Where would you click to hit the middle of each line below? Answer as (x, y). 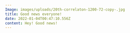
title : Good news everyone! (34, 14)
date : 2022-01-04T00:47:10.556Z (38, 18)
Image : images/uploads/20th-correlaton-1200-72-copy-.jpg (65, 9)
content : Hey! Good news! (31, 23)
